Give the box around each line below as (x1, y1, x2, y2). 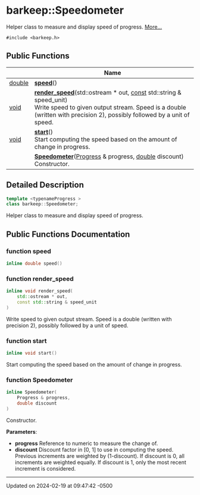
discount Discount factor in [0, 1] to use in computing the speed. (14, 446, 174, 453)
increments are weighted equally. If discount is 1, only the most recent (14, 459, 186, 466)
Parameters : (6, 428, 37, 435)
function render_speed (6, 274, 74, 283)
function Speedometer (6, 375, 73, 384)
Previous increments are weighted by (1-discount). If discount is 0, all (14, 452, 185, 459)
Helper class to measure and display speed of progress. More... (6, 23, 162, 30)
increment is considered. (14, 465, 76, 472)
